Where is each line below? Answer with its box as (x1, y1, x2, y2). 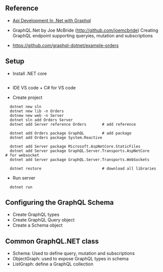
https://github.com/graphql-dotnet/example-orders (12, 42, 119, 48)
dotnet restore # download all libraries (10, 166, 156, 171)
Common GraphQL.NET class (5, 237, 99, 245)
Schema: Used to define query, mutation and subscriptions (12, 250, 135, 256)
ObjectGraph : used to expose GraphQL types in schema (12, 256, 129, 262)
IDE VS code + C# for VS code (12, 84, 76, 90)
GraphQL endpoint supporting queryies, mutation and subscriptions (12, 32, 153, 38)
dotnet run (10, 184, 33, 190)
